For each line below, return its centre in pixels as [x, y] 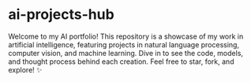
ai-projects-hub [61, 15]
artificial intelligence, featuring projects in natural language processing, [124, 44]
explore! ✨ [25, 69]
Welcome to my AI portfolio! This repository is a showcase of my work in [126, 36]
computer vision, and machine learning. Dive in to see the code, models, [126, 53]
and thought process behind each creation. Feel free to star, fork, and [121, 61]
